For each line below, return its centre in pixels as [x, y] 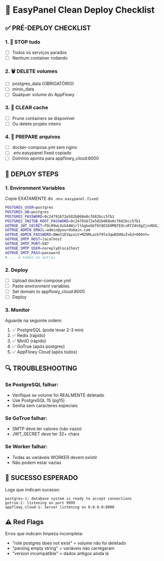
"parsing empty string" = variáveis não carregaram [63, 548]
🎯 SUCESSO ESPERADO [41, 478]
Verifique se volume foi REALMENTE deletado [58, 395]
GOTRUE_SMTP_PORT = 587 [27, 244]
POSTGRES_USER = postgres [29, 208]
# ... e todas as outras [30, 257]
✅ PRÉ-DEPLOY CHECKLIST [48, 28]
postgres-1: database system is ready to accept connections [69, 499]
